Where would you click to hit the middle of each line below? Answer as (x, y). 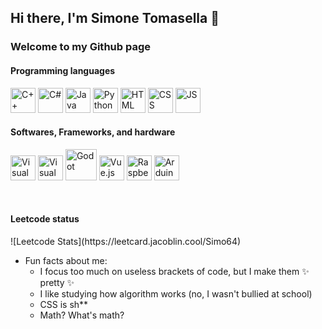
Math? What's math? (82, 315)
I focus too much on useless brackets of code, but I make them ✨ (174, 271)
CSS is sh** (64, 304)
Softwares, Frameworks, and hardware (93, 132)
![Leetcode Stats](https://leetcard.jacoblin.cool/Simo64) (126, 241)
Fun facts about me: (66, 260)
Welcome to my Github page (81, 47)
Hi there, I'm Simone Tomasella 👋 (115, 18)
